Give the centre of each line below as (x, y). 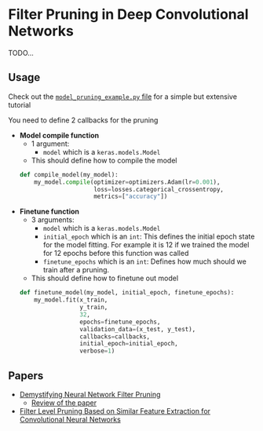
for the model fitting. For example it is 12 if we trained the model (146, 245)
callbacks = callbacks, (115, 336)
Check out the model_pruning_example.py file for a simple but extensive (123, 97)
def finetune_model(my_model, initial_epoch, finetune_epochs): (127, 293)
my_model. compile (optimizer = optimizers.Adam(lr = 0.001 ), (127, 182)
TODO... (21, 53)
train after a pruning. (76, 270)
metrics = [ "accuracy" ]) (131, 197)
